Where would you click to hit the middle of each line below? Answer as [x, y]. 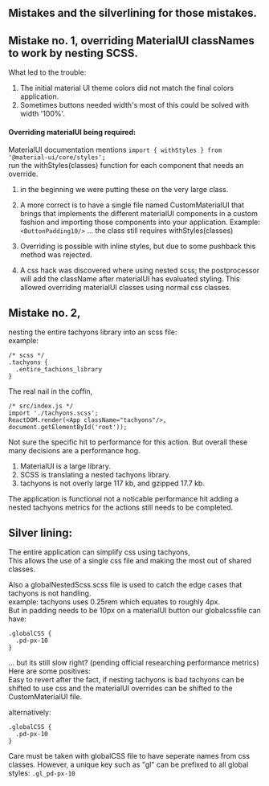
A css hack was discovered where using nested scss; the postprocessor [140, 270]
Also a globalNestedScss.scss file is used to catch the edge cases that [125, 585]
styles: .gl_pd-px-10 [42, 773]
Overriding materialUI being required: [72, 132]
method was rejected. [56, 255]
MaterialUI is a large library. [65, 466]
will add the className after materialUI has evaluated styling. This [130, 279]
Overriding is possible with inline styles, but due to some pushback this [138, 246]
